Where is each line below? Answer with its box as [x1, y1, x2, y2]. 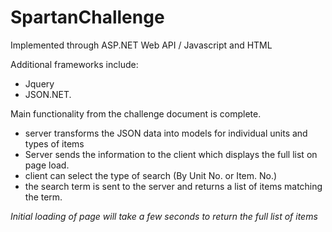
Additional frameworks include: [10, 58, 139, 70]
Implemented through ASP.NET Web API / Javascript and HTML [10, 39, 273, 51]
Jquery [24, 77, 55, 90]
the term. [24, 191, 63, 203]
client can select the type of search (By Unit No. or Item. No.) [24, 169, 278, 181]
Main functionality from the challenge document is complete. [10, 107, 262, 120]
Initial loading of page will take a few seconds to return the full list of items [10, 210, 318, 222]
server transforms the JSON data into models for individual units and [24, 127, 308, 139]
